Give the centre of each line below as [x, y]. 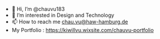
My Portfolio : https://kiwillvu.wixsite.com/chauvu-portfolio [83, 30]
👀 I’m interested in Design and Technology [63, 15]
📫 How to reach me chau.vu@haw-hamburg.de [70, 22]
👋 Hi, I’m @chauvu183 [38, 9]
